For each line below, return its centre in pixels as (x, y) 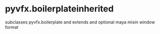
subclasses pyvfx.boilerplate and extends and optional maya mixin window (80, 22)
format (12, 27)
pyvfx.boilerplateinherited (59, 9)
